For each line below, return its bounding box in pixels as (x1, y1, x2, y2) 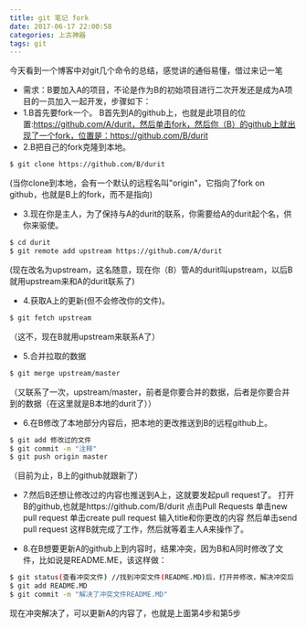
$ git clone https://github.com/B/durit (9, 160, 166, 169)
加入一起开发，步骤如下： (54, 96, 152, 107)
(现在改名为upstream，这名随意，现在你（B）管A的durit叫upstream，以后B (9, 264, 293, 275)
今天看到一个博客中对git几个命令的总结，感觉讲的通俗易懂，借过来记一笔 (9, 65, 283, 76)
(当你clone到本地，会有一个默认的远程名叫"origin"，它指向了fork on (9, 177, 265, 188)
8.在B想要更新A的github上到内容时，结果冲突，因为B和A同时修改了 (22, 543, 276, 554)
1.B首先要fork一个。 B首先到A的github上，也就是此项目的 (22, 107, 238, 119)
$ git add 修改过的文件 (9, 435, 91, 444)
